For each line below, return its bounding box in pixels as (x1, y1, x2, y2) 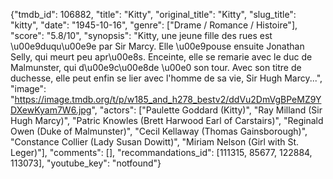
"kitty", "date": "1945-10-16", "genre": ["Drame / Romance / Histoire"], (10, 19, 298, 31)
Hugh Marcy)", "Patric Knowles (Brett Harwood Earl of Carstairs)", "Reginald (10, 115, 324, 126)
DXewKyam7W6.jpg (10, 104, 92, 116)
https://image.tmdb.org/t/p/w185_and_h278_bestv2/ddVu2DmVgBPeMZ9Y (14, 94, 322, 105)
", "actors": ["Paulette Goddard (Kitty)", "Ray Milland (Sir (91, 104, 323, 116)
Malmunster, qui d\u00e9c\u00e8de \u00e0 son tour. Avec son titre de (10, 62, 302, 73)
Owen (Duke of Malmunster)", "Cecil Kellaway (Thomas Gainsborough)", (10, 125, 308, 137)
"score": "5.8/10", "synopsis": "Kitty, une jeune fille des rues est (10, 30, 273, 41)
